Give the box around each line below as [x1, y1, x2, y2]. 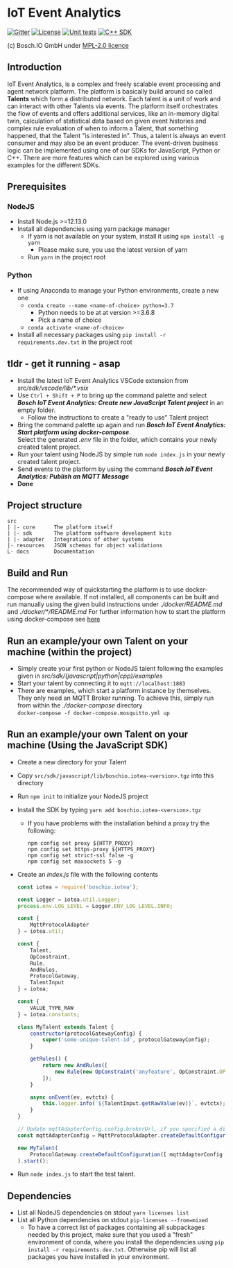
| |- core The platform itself [7, 524, 113, 531]
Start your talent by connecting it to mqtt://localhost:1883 [17, 678, 186, 687]
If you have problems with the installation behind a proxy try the [27, 819, 210, 827]
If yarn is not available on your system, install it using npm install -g [27, 232, 224, 241]
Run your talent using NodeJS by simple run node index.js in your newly [17, 449, 225, 459]
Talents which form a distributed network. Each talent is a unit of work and [7, 94, 221, 103]
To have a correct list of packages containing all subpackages [27, 1223, 205, 1232]
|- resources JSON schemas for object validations [7, 542, 163, 549]
